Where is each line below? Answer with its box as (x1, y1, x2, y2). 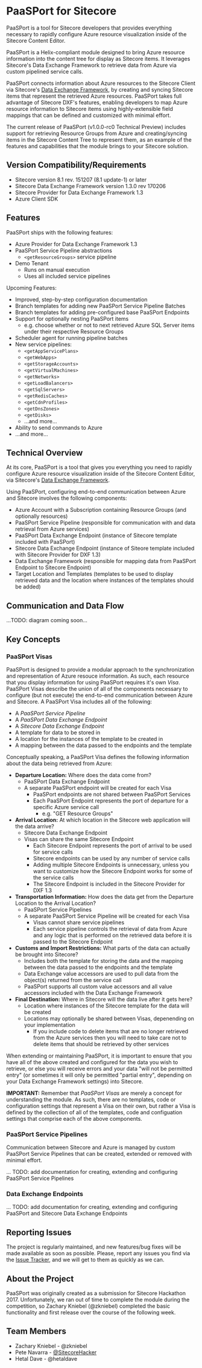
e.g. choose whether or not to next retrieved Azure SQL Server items (24, 321, 195, 329)
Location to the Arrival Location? (14, 900, 96, 907)
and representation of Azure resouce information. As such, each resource (6, 672, 189, 679)
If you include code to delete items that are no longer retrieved (33, 1027, 189, 1035)
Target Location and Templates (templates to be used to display (14, 570, 174, 578)
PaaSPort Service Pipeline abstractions (14, 247, 113, 254)
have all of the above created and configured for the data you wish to (6, 1058, 178, 1065)
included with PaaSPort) (14, 538, 75, 546)
